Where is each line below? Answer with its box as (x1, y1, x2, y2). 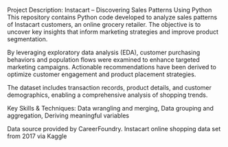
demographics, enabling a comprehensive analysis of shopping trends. (7, 91, 208, 99)
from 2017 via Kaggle (7, 132, 67, 140)
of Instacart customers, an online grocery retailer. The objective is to (7, 21, 201, 28)
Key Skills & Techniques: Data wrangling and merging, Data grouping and (7, 104, 214, 112)
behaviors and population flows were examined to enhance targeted (7, 56, 201, 64)
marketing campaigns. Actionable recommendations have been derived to (7, 63, 216, 71)
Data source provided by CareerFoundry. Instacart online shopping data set (7, 125, 221, 133)
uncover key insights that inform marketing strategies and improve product (7, 27, 218, 36)
